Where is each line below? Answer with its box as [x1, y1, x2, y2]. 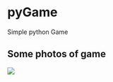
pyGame [7, 4, 58, 20]
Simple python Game [7, 28, 69, 36]
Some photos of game [7, 48, 106, 60]
